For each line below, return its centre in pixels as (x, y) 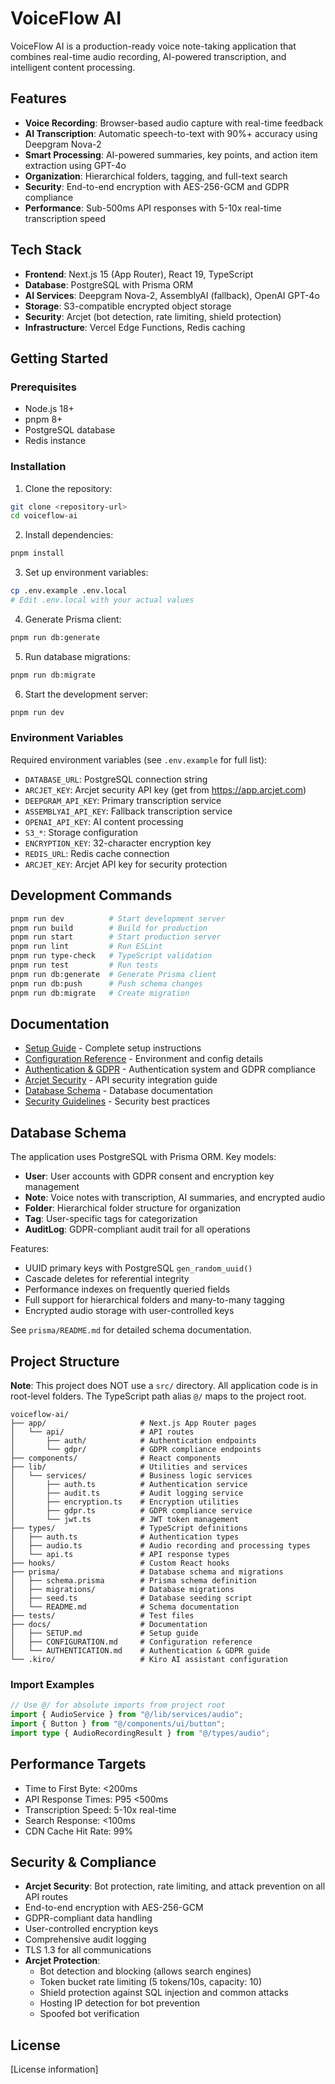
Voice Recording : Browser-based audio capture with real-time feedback (174, 123)
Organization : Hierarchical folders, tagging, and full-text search (156, 176)
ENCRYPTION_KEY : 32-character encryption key (118, 843)
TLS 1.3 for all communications (88, 1950)
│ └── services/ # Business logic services (131, 1475)
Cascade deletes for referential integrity (107, 1279)
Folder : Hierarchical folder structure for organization (133, 1208)
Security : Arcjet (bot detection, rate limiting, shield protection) (153, 316)
